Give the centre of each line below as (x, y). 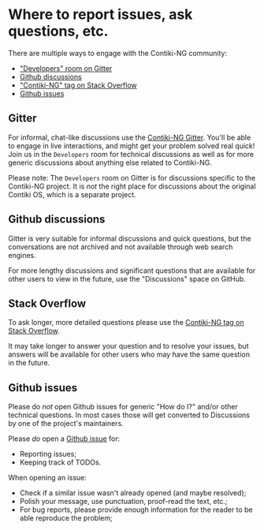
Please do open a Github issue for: (64, 439)
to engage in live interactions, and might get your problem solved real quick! (132, 146)
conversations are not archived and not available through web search (121, 247)
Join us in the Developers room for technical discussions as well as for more (131, 154)
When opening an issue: (47, 478)
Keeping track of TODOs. (60, 462)
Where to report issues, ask (100, 15)
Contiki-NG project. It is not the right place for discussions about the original (132, 186)
